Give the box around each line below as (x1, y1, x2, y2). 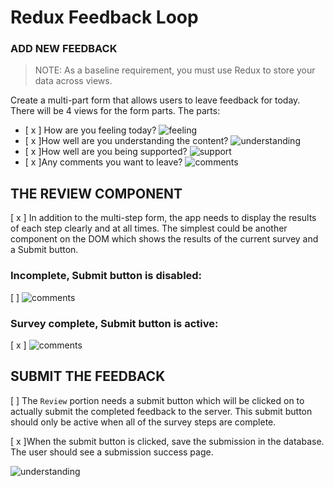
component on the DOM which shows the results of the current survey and (10, 233, 319, 245)
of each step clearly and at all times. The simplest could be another (10, 222, 288, 235)
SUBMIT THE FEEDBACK (10, 368, 166, 385)
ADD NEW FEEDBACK (10, 42, 118, 56)
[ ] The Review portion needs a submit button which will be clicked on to (10, 394, 305, 406)
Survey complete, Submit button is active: (10, 316, 219, 330)
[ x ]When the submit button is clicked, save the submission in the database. (10, 435, 325, 447)
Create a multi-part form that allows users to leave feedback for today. (10, 94, 301, 106)
